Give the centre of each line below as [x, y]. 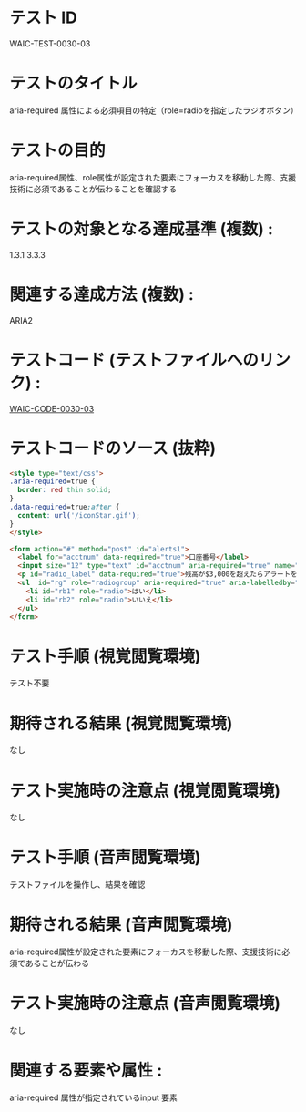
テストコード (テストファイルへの [134, 360]
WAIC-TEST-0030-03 [50, 43]
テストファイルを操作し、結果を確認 [77, 885]
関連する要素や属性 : [86, 1071]
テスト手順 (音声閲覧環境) [105, 858]
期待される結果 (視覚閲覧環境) [121, 723]
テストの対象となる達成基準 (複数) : [141, 229]
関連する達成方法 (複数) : [102, 294]
